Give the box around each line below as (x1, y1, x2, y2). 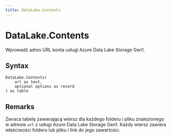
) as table (5, 88, 29, 94)
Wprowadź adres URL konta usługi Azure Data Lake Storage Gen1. (5, 47, 145, 53)
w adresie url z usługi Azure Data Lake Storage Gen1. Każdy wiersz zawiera (5, 122, 166, 128)
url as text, (14, 80, 43, 85)
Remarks (5, 102, 35, 111)
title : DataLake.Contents (5, 7, 61, 13)
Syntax (5, 61, 29, 70)
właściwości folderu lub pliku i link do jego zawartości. (5, 127, 121, 133)
